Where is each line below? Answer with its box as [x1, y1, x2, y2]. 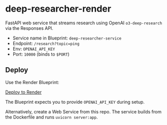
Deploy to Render [5, 89, 42, 95]
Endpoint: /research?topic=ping [12, 40, 80, 46]
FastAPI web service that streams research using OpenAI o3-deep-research [5, 20, 162, 26]
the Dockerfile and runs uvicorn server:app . [5, 114, 98, 120]
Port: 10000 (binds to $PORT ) [12, 51, 70, 57]
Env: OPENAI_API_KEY [12, 46, 55, 52]
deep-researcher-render [5, 3, 112, 15]
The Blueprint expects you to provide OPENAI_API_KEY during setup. [5, 99, 145, 105]
